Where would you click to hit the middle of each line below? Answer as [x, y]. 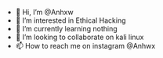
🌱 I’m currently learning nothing [66, 29]
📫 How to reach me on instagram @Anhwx [85, 46]
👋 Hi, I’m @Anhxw [44, 12]
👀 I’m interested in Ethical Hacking [71, 20]
